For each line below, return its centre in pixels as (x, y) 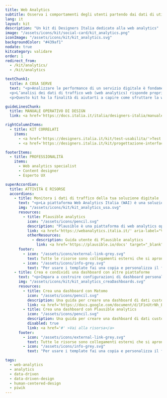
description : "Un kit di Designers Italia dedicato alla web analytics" (82, 28)
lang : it (14, 19)
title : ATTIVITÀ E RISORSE (38, 189)
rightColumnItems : (24, 125)
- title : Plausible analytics (54, 217)
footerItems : (19, 152)
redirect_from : (21, 61)
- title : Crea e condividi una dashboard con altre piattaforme (82, 272)
